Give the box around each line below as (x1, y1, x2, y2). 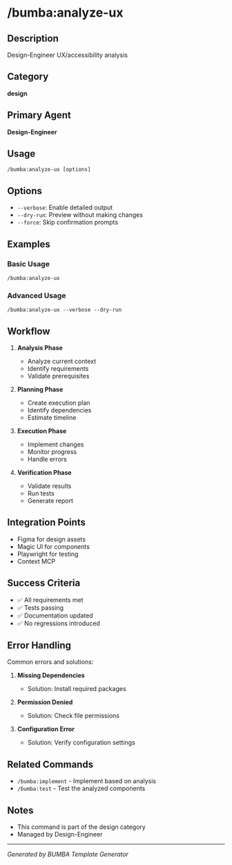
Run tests (27, 489, 55, 498)
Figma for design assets (17, 535, 86, 543)
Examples (7, 238, 50, 250)
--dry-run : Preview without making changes (17, 211, 144, 219)
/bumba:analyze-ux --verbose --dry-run (7, 306, 122, 313)
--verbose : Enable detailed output (17, 203, 113, 212)
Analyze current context (27, 357, 97, 365)
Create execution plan (27, 399, 90, 407)
